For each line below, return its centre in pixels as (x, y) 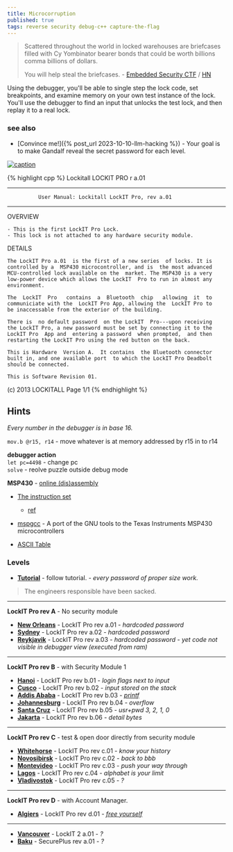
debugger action (32, 455)
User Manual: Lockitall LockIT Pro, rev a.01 (105, 197)
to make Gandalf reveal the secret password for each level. (101, 151)
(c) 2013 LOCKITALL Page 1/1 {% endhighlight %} (77, 389)
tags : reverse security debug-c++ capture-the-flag (83, 26)
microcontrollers (41, 531)
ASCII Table (34, 545)
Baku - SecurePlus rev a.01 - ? (61, 841)
